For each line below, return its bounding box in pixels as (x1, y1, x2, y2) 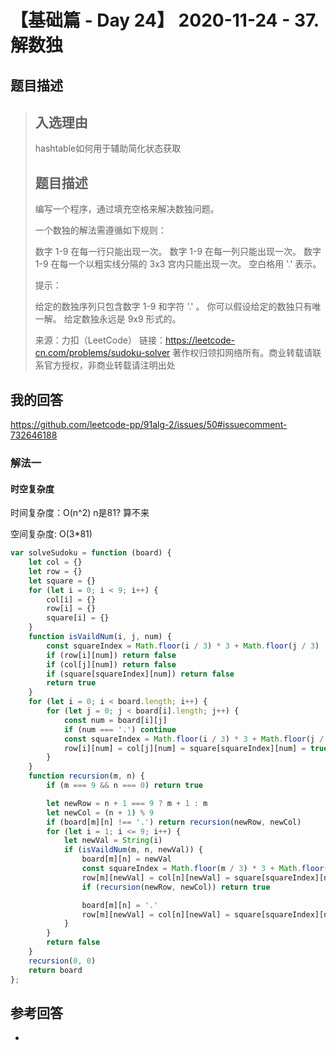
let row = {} (28, 566, 83, 576)
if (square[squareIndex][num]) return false (46, 669, 235, 679)
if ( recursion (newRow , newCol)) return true (81, 882, 271, 892)
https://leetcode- (164, 334, 236, 346)
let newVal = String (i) (63, 836, 163, 846)
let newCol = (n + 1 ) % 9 (46, 807, 155, 818)
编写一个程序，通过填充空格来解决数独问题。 (34, 203, 220, 215)
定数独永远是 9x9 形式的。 (72, 313, 182, 325)
